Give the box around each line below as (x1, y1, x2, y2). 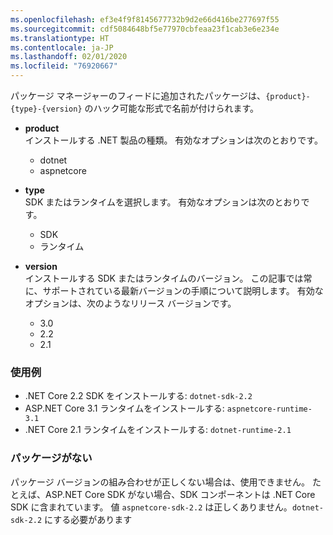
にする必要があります (44, 513, 133, 525)
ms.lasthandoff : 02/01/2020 (10, 52, 128, 62)
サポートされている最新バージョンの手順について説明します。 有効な (42, 285, 324, 296)
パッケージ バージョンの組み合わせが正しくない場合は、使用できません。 (10, 476, 310, 488)
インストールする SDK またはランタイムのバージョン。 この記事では (24, 272, 304, 284)
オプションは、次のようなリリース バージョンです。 (24, 297, 237, 309)
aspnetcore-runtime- (226, 404, 313, 415)
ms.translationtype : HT (10, 33, 110, 43)
